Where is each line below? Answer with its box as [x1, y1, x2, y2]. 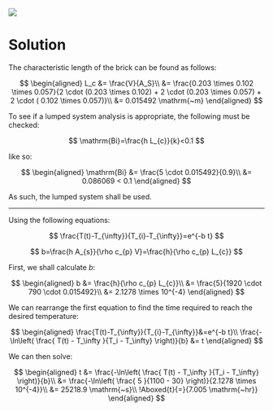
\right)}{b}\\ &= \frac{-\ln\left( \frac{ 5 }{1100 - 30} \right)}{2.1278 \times [16, 375, 257, 386]
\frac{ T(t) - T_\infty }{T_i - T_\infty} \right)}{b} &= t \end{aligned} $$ [35, 335, 263, 345]
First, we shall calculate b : [8, 262, 96, 272]
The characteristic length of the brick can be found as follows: [8, 62, 217, 72]
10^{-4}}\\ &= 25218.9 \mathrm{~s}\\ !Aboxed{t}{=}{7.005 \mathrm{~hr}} [15, 384, 258, 394]
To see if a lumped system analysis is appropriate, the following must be [8, 111, 250, 121]
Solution [8, 36, 67, 55]
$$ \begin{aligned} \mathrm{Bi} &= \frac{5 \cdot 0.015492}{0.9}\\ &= [20, 167, 253, 177]
